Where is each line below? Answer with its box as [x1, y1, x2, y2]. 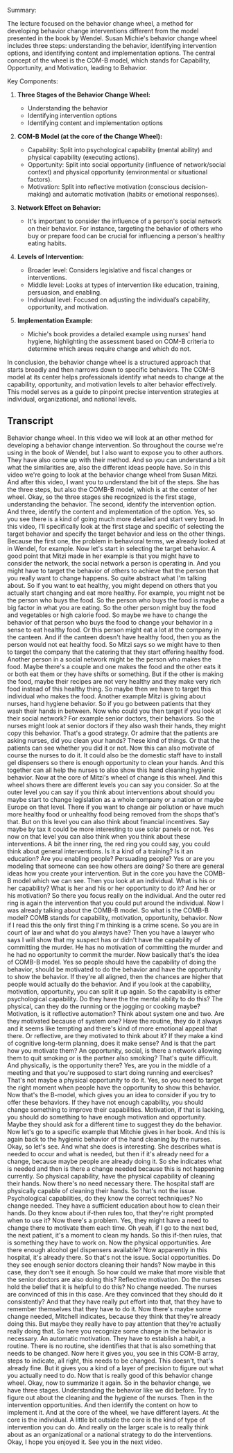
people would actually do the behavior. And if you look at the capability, [7, 980, 212, 988]
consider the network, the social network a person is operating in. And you [7, 559, 221, 567]
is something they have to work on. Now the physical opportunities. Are [7, 1238, 212, 1247]
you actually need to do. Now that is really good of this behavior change [7, 1371, 213, 1379]
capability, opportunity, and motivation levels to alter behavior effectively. [7, 380, 217, 388]
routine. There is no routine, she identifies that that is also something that [7, 1341, 216, 1350]
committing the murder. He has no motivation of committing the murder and [7, 943, 223, 951]
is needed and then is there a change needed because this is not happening [7, 1164, 224, 1173]
